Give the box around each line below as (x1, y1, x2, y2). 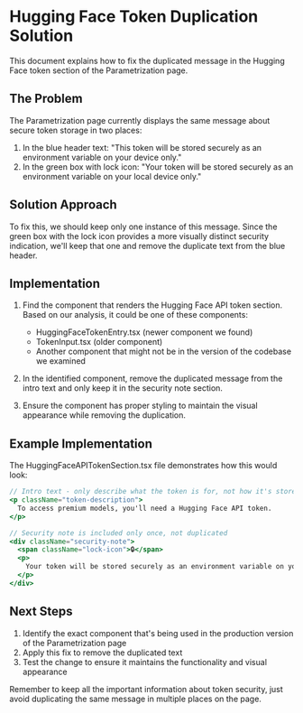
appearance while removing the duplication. (22, 410, 187, 421)
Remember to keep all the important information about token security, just (9, 683, 284, 694)
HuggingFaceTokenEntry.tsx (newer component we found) (35, 327, 253, 338)
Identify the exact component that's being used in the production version (22, 627, 294, 638)
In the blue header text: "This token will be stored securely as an (22, 142, 262, 153)
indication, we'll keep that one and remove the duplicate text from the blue (9, 240, 286, 251)
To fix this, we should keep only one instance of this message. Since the (9, 221, 278, 232)
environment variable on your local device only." (22, 171, 202, 181)
